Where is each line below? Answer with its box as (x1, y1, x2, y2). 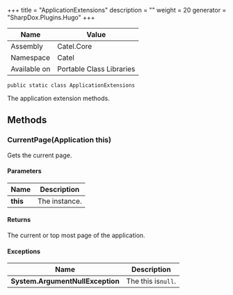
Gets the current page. (7, 151, 72, 159)
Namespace (10, 53, 51, 62)
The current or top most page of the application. (7, 231, 145, 239)
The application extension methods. (7, 94, 110, 102)
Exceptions (7, 247, 40, 255)
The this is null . (126, 276, 176, 286)
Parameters (7, 167, 42, 175)
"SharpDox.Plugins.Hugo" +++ (7, 13, 95, 22)
